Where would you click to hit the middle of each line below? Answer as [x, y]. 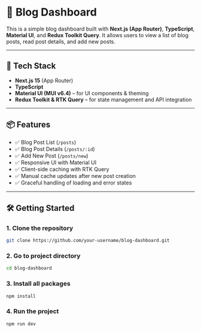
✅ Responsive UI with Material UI [56, 162]
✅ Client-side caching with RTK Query [62, 169]
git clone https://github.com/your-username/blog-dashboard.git [88, 241]
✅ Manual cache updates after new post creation [75, 175]
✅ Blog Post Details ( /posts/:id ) [55, 149]
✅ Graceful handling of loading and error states [73, 183]
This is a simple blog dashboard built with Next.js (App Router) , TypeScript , [100, 29]
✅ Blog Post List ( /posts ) [45, 142]
